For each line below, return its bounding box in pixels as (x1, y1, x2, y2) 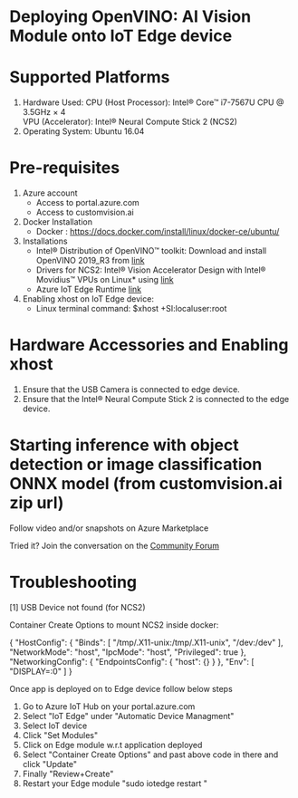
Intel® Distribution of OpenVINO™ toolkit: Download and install (35, 245, 267, 256)
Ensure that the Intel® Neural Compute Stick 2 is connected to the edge (22, 394, 290, 404)
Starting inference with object (9, 435, 239, 456)
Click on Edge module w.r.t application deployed (22, 739, 203, 750)
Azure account (22, 187, 78, 198)
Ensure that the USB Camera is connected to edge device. (22, 384, 240, 395)
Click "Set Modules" (22, 729, 98, 740)
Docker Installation (22, 216, 93, 227)
